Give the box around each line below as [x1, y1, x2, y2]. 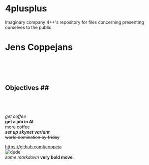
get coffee [5, 113, 26, 119]
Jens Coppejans [5, 42, 73, 53]
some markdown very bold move [5, 154, 73, 160]
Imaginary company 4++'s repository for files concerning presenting [5, 19, 144, 25]
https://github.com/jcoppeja [5, 143, 62, 150]
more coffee [5, 124, 30, 130]
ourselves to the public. [5, 24, 53, 30]
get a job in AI [5, 118, 33, 124]
